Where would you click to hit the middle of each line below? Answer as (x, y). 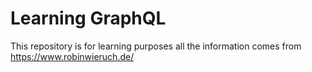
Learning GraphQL (88, 18)
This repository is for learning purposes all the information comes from (156, 46)
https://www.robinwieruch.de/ (72, 56)
